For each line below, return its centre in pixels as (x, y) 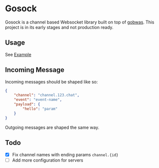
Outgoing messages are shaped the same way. (52, 127)
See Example (18, 54)
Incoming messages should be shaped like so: (51, 82)
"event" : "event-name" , (38, 100)
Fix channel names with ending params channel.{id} (65, 154)
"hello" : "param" (40, 109)
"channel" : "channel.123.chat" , (47, 95)
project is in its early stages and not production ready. (59, 27)
